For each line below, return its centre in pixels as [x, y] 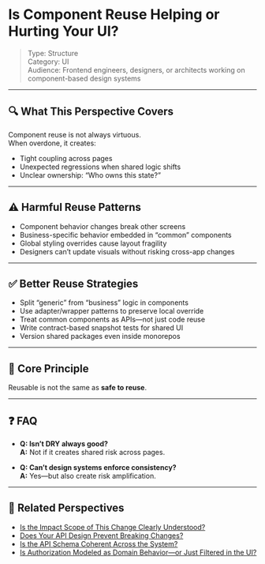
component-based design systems [84, 78]
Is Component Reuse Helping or [114, 15]
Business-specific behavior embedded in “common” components [125, 235]
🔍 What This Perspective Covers [91, 112]
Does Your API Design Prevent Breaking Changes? [101, 536]
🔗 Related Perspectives [66, 508]
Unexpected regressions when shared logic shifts [100, 167]
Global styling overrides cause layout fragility [93, 243]
